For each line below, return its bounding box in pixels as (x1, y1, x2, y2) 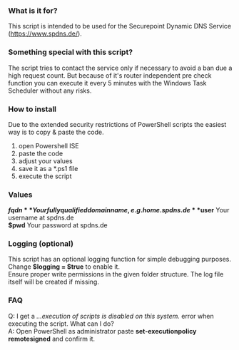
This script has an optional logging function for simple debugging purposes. (8, 255, 231, 264)
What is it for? (8, 6, 58, 16)
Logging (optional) (8, 239, 74, 249)
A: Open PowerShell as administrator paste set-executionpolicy (8, 326, 197, 335)
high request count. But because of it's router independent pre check (8, 71, 212, 80)
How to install (8, 104, 56, 114)
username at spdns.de (8, 213, 74, 222)
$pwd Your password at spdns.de (8, 221, 108, 230)
